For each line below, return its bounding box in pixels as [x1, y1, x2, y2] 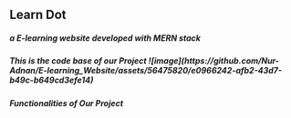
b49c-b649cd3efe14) [9, 74, 94, 85]
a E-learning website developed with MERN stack [9, 32, 201, 44]
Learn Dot [9, 7, 67, 23]
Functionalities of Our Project [9, 97, 124, 108]
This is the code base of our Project [9, 55, 148, 66]
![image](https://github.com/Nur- [148, 55, 280, 66]
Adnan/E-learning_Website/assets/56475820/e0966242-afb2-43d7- [9, 65, 283, 76]
